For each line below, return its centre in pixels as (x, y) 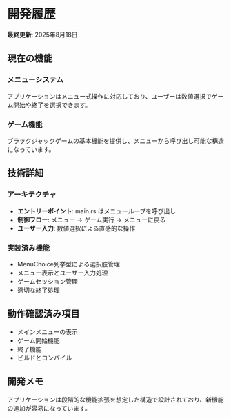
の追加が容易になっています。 (49, 408)
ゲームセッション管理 (47, 281)
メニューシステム (36, 80)
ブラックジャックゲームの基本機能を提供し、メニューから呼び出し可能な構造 (115, 140)
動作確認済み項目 (43, 314)
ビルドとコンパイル (44, 358)
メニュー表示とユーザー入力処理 (62, 273)
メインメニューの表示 (47, 331)
